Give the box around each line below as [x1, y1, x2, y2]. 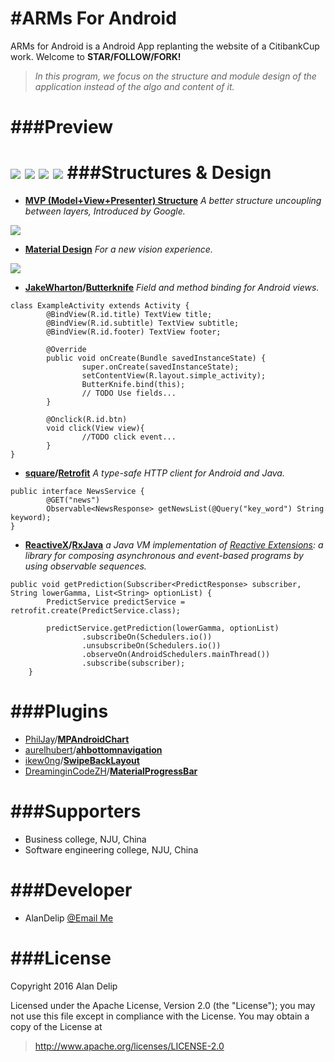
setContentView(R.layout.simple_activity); [81, 371, 267, 381]
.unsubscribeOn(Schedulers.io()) [81, 641, 222, 651]
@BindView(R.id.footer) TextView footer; [46, 327, 222, 337]
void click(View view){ [46, 423, 145, 434]
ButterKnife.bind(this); [81, 380, 186, 390]
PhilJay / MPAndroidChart [24, 733, 130, 745]
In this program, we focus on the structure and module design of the [34, 70, 317, 82]
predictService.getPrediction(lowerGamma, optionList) [46, 623, 280, 634]
